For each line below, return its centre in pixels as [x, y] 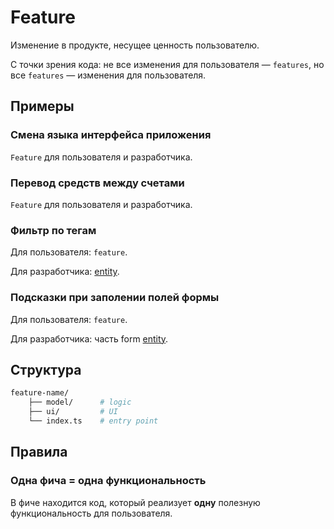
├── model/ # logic [80, 402]
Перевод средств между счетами [97, 183]
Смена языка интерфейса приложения [111, 135]
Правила [39, 452]
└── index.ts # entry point [93, 421]
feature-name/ [40, 393]
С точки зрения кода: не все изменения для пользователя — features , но [167, 64]
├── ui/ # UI [73, 412]
